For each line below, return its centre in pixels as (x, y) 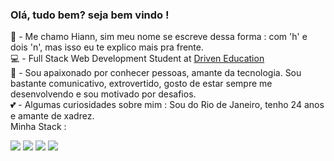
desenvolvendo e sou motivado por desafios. (103, 94)
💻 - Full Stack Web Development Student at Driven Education (137, 59)
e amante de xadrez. (52, 116)
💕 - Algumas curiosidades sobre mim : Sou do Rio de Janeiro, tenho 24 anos (167, 105)
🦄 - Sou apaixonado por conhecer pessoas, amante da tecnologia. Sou (156, 73)
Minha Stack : (38, 127)
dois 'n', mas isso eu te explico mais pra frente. (107, 47)
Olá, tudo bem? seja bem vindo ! (90, 15)
